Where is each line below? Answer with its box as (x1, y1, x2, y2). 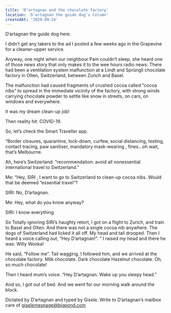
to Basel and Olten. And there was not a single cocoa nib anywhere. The (5, 225, 158, 231)
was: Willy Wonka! (5, 241, 44, 247)
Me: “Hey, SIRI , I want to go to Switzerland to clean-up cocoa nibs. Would (5, 174, 162, 180)
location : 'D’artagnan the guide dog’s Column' (5, 12, 109, 17)
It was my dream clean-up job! (5, 108, 70, 115)
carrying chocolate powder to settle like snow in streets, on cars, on (5, 93, 148, 100)
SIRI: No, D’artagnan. (5, 189, 50, 196)
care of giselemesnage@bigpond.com (5, 302, 86, 308)
